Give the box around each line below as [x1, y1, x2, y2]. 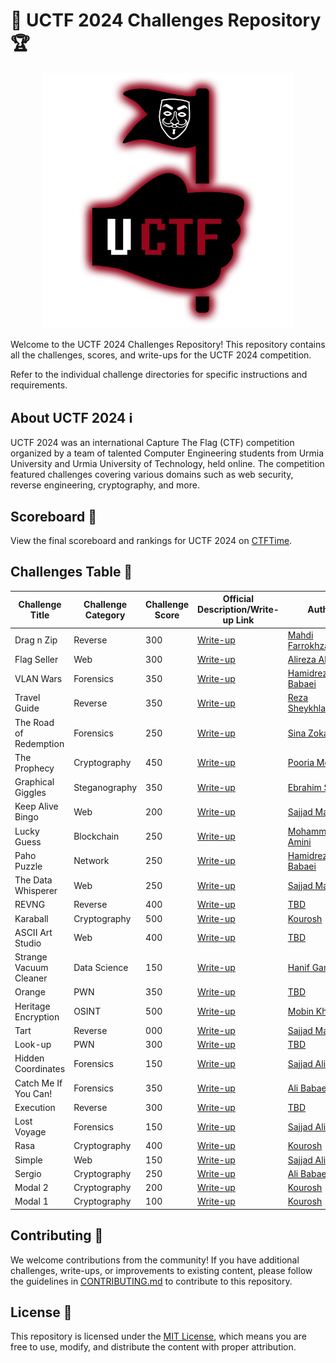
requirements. [10, 379, 68, 391]
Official [222, 593, 255, 605]
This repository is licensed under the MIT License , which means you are [10, 1330, 307, 1343]
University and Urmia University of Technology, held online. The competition [10, 458, 325, 470]
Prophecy [14, 762, 55, 774]
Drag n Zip [14, 634, 58, 646]
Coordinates [14, 1063, 66, 1075]
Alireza [287, 653, 317, 665]
